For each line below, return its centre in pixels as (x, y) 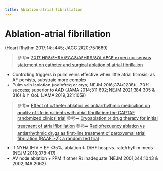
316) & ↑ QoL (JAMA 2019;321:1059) (49, 95)
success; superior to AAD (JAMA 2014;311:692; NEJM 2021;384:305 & (83, 90)
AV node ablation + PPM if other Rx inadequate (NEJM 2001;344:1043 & (85, 158)
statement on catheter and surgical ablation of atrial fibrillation (80, 65)
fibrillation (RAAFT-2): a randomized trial (58, 138)
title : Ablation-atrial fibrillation (44, 10)
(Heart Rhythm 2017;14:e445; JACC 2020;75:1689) (56, 48)
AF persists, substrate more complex (49, 80)
